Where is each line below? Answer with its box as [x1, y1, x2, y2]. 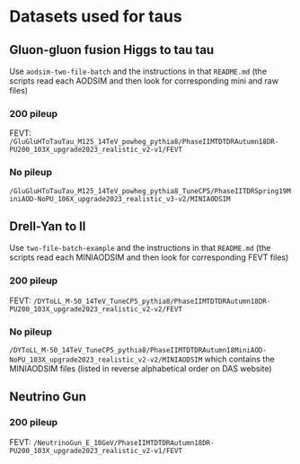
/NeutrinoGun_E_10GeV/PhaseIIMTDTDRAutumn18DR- [32, 438, 215, 447]
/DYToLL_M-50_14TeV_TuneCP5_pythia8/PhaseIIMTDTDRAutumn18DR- [32, 297, 271, 306]
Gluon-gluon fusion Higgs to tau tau [9, 42, 215, 58]
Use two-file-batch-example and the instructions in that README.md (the [9, 243, 271, 254]
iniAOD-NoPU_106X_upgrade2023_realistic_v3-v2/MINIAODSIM [9, 194, 231, 203]
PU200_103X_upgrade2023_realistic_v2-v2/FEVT [9, 304, 182, 314]
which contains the [204, 353, 276, 364]
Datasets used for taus [9, 6, 182, 27]
